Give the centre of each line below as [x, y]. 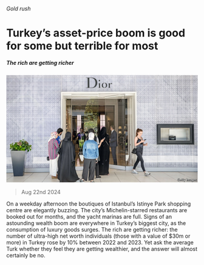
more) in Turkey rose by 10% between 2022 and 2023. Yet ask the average [100, 243]
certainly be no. [26, 255]
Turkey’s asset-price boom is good [96, 33]
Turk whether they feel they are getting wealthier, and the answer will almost [102, 249]
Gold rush [19, 8]
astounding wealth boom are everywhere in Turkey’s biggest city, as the [96, 223]
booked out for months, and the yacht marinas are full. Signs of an [89, 217]
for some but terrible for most [82, 46]
